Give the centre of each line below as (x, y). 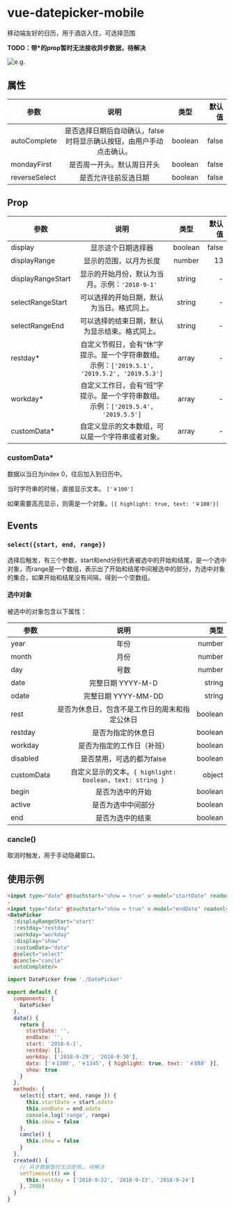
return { (32, 1024)
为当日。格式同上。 (122, 308)
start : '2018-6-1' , (54, 1044)
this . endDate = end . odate (63, 1109)
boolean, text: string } (124, 780)
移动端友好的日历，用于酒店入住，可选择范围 (71, 33)
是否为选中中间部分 (123, 804)
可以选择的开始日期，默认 (122, 297)
